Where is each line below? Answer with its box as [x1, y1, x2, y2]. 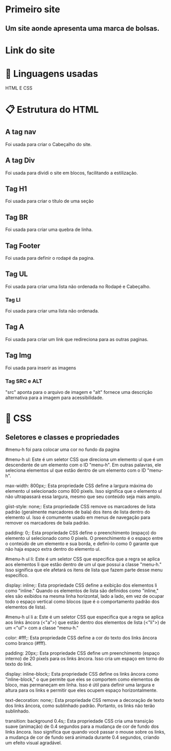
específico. [5, 572, 29, 578]
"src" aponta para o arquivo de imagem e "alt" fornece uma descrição [5, 389, 153, 395]
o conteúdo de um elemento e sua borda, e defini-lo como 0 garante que [5, 540, 159, 547]
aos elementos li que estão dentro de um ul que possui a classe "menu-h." [5, 561, 162, 567]
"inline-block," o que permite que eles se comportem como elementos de [5, 676, 160, 682]
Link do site [5, 45, 55, 56]
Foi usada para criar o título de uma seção [5, 198, 94, 204]
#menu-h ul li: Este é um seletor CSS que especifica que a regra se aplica [5, 556, 160, 562]
